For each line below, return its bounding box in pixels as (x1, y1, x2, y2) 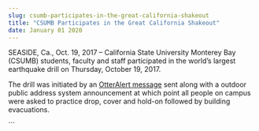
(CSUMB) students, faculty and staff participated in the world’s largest (8, 56, 236, 65)
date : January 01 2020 (8, 26, 83, 34)
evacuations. (8, 105, 50, 114)
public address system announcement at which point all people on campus (8, 88, 251, 98)
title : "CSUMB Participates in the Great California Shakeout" (8, 19, 220, 27)
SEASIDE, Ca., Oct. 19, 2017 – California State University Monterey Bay (8, 48, 236, 58)
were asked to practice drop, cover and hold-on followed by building (8, 96, 231, 107)
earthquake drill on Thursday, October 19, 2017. (8, 65, 161, 74)
